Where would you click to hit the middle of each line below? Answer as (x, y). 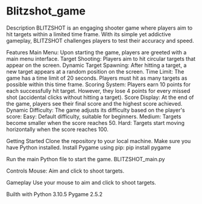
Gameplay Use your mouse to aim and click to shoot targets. (81, 182)
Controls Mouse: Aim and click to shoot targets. (65, 171)
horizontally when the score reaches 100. (57, 129)
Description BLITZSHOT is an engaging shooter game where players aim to (99, 28)
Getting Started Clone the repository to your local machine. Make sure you (99, 141)
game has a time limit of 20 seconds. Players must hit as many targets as (97, 78)
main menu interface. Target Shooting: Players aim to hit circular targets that (101, 59)
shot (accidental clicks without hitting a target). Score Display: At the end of (100, 97)
